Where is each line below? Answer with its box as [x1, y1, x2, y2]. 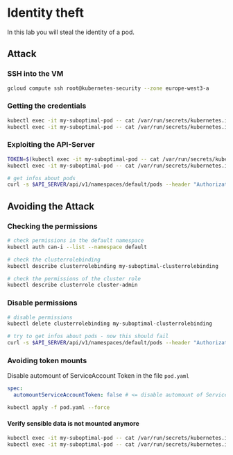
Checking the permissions [7, 221, 98, 231]
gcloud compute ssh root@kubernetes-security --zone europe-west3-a [7, 85, 209, 92]
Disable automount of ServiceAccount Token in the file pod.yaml [7, 372, 189, 380]
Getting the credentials [7, 101, 87, 111]
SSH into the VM [7, 69, 64, 79]
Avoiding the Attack [7, 200, 95, 212]
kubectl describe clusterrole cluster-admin [7, 282, 138, 289]
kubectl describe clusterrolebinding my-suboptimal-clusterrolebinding [7, 262, 218, 269]
